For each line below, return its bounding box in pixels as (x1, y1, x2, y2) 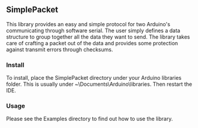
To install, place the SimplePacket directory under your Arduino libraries (6, 74, 182, 82)
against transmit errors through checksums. (6, 46, 113, 53)
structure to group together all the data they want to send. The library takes (6, 33, 190, 40)
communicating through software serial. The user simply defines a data (6, 27, 181, 34)
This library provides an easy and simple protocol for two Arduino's (6, 20, 171, 27)
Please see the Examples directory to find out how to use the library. (6, 115, 173, 123)
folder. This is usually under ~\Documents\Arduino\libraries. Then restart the (6, 80, 193, 88)
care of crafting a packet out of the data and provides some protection (6, 39, 178, 46)
